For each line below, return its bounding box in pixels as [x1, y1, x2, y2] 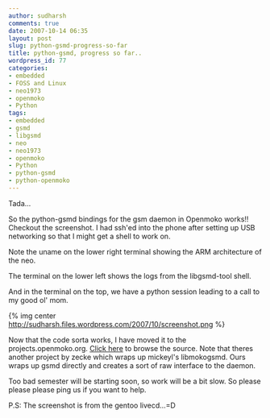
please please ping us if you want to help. [8, 384, 147, 395]
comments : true [8, 19, 60, 27]
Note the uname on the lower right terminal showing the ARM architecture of [8, 246, 262, 256]
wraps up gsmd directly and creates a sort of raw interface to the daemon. [8, 360, 256, 370]
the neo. [8, 255, 36, 265]
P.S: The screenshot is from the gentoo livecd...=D [8, 400, 176, 410]
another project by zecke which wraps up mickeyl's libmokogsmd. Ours [8, 352, 246, 362]
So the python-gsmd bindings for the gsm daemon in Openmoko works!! [8, 214, 249, 224]
